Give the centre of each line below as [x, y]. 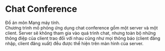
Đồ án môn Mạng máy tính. [33, 23]
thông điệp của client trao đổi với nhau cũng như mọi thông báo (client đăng [83, 38]
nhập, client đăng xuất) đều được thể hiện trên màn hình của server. [74, 43]
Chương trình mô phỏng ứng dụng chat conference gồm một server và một [82, 27]
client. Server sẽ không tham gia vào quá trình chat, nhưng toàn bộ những [81, 33]
